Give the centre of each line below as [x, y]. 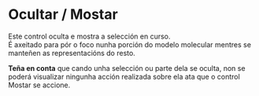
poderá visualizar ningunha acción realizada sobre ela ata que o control [124, 76]
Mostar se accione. [39, 85]
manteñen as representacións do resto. [72, 53]
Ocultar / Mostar [63, 15]
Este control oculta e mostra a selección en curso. [89, 36]
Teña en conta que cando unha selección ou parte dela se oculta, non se [127, 68]
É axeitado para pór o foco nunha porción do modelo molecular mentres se [130, 44]
